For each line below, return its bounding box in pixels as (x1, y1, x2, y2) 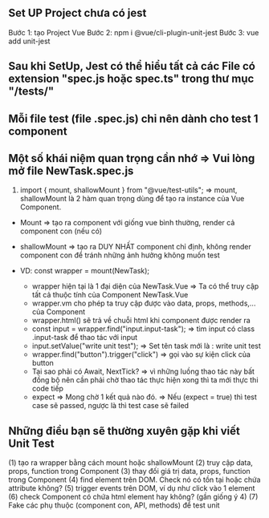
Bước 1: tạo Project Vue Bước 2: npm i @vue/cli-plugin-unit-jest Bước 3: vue (8, 27, 259, 37)
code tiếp (31, 384, 64, 394)
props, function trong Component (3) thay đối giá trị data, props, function (8, 467, 251, 476)
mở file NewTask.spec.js (8, 164, 134, 177)
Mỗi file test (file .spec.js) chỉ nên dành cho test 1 (8, 111, 259, 125)
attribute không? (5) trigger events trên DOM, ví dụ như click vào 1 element (8, 484, 255, 493)
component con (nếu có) (19, 226, 103, 236)
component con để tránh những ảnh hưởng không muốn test (19, 250, 220, 260)
